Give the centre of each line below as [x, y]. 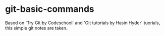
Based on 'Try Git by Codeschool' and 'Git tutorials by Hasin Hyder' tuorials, [82, 23]
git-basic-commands [50, 9]
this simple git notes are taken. [36, 28]
